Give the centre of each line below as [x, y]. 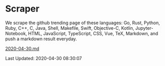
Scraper [22, 9]
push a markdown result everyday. [41, 39]
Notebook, [16, 33]
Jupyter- [144, 28]
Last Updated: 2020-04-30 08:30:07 [44, 58]
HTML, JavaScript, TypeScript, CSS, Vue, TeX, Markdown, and [93, 33]
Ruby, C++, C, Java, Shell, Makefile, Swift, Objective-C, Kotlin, [70, 28]
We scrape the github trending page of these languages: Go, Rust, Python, [83, 23]
